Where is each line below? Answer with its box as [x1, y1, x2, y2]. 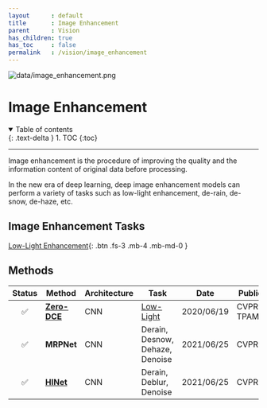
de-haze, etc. [29, 196, 73, 206]
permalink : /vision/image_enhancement [8, 49, 148, 56]
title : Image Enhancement [8, 19, 119, 27]
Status [12, 287, 38, 298]
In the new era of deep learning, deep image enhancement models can [8, 180, 241, 189]
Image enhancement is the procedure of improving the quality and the [8, 156, 238, 165]
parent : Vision [8, 26, 80, 34]
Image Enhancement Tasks [8, 220, 145, 233]
